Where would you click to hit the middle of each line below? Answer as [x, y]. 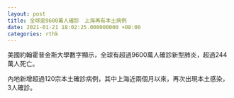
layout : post [27, 14]
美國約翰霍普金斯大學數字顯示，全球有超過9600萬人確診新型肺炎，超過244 [117, 55]
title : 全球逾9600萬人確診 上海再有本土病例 [67, 21]
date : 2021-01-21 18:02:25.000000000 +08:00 [74, 27]
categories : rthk [33, 34]
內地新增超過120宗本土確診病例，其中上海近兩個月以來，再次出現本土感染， [118, 79]
